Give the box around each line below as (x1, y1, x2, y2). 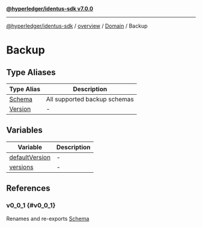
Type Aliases (6, 67, 56, 77)
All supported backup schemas (46, 95, 134, 103)
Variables (6, 125, 43, 136)
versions (9, 163, 34, 171)
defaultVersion (9, 153, 51, 161)
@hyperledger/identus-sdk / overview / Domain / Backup (6, 22, 148, 29)
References (6, 183, 50, 194)
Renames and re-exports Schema (6, 215, 90, 222)
